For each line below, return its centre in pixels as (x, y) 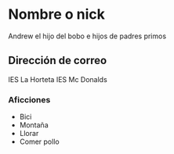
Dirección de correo (58, 61)
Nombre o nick (57, 14)
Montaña (34, 125)
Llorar (29, 134)
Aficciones (29, 99)
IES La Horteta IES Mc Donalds (58, 79)
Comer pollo (40, 141)
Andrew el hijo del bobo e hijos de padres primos (87, 36)
